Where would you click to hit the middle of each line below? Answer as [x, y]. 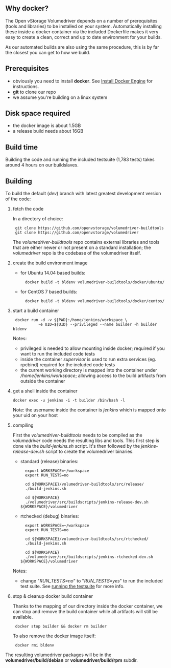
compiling [23, 425]
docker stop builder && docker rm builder [61, 627]
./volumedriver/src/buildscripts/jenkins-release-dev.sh [87, 502]
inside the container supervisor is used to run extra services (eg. [88, 359]
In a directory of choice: [38, 219]
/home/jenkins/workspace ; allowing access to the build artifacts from [93, 375]
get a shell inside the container [45, 391]
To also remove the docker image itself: [54, 636]
